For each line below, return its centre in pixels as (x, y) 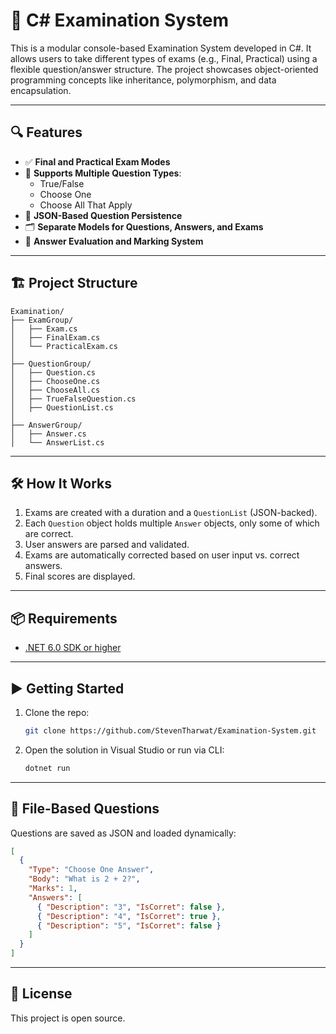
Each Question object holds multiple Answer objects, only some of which (172, 523)
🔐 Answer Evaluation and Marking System (114, 241)
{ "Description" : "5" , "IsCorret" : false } (129, 925)
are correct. (49, 534)
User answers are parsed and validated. (107, 545)
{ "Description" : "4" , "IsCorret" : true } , (129, 916)
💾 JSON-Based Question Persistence (103, 215)
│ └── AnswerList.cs (57, 442)
